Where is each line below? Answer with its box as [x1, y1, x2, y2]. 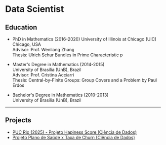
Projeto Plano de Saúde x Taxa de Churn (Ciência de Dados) [12, 134, 135, 140]
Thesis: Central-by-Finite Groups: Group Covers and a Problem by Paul [12, 77, 157, 83]
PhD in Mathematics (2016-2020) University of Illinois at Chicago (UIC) [12, 36, 157, 42]
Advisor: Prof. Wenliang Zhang [12, 47, 75, 52]
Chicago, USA [12, 41, 41, 47]
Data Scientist [5, 3, 64, 15]
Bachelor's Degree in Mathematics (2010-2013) [12, 92, 109, 98]
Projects [5, 116, 32, 124]
